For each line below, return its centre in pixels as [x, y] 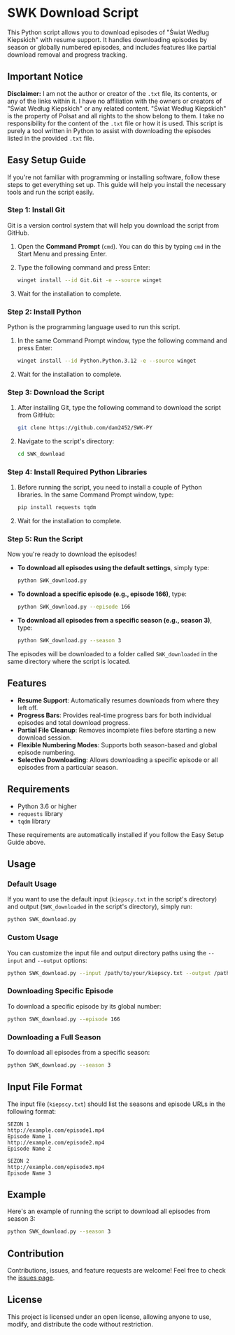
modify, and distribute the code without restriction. [80, 1324]
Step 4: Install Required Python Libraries [77, 472]
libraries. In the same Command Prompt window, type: [95, 494]
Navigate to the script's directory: [66, 441]
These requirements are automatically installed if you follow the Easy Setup [116, 834]
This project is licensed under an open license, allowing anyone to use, [109, 1316]
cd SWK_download [41, 454]
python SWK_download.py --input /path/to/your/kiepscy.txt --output [109, 973]
